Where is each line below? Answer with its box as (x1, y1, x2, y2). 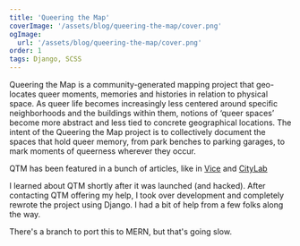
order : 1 (9, 47, 42, 55)
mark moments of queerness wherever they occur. (9, 146, 197, 157)
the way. (9, 209, 41, 219)
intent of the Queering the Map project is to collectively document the (9, 127, 266, 137)
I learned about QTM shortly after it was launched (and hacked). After (9, 181, 266, 191)
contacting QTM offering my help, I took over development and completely (9, 190, 285, 200)
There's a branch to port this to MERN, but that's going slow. (9, 226, 233, 237)
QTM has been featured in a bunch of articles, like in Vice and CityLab (9, 163, 268, 174)
